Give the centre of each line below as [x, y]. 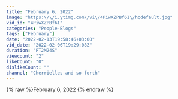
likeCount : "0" [25, 61]
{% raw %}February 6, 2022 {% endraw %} [60, 89]
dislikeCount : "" [28, 67]
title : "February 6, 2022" [40, 12]
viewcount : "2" [25, 56]
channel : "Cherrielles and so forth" [53, 73]
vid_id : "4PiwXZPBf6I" [34, 23]
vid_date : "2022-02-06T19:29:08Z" [49, 45]
